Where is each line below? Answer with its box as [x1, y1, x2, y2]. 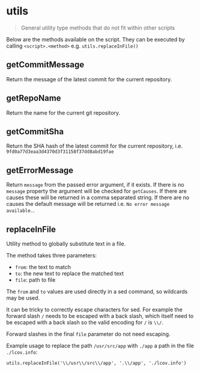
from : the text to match [14, 264, 71, 270]
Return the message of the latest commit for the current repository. [6, 75, 172, 82]
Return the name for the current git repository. [6, 109, 121, 116]
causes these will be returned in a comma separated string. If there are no [6, 194, 190, 201]
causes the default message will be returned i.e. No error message [6, 200, 170, 208]
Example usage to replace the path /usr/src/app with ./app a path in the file [6, 342, 194, 349]
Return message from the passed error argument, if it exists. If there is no [6, 181, 184, 188]
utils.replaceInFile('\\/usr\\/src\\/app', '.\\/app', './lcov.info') [6, 360, 187, 366]
